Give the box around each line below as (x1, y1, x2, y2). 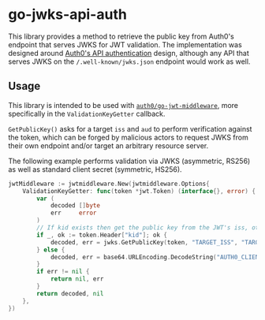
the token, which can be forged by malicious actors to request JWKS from (8, 132, 248, 142)
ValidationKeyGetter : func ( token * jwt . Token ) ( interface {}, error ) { (22, 187, 256, 195)
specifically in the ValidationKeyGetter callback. (8, 109, 166, 118)
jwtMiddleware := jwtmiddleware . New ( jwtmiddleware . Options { (8, 180, 211, 188)
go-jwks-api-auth (8, 6, 128, 24)
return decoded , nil (36, 289, 104, 297)
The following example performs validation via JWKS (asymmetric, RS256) (8, 156, 251, 166)
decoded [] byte (50, 202, 101, 210)
